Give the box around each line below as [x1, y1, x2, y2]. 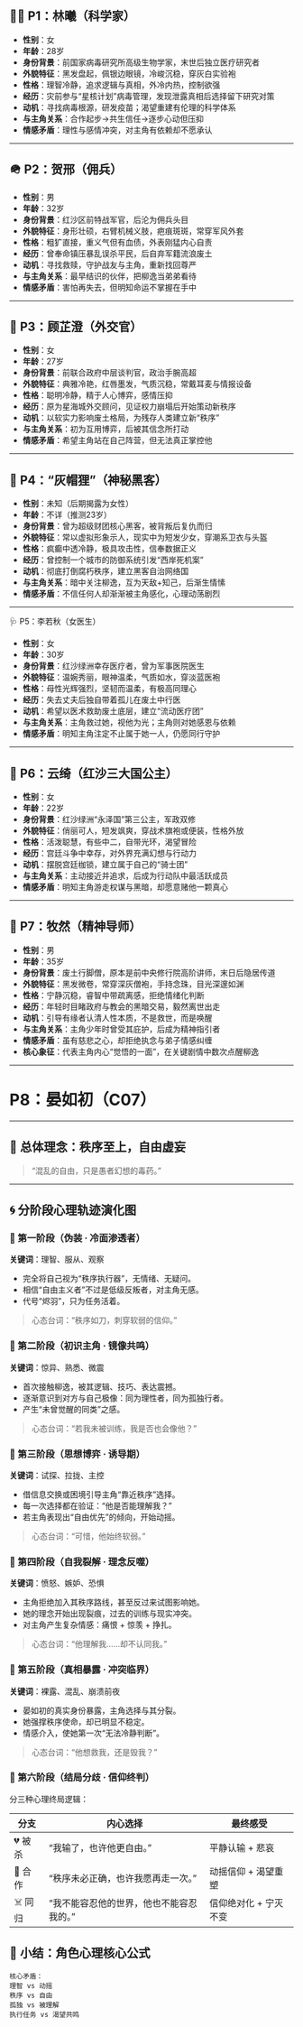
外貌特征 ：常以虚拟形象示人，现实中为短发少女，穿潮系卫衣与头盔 [22, 532, 268, 543]
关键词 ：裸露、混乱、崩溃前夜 [9, 1686, 120, 1697]
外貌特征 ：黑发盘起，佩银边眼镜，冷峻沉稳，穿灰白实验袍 [22, 68, 236, 79]
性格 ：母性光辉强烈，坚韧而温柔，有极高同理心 [22, 683, 197, 694]
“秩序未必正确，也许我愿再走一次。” [48, 1872, 197, 1884]
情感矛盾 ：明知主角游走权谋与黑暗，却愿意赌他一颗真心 [22, 882, 228, 893]
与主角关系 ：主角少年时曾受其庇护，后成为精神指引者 [22, 1023, 221, 1034]
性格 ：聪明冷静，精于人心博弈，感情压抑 [22, 390, 173, 401]
